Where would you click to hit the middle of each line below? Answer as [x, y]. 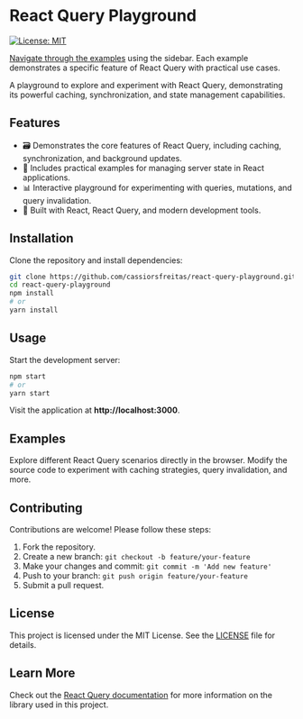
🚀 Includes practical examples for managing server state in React [143, 168]
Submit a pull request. [63, 585]
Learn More [42, 673]
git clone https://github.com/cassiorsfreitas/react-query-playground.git [153, 277]
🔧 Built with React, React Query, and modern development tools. [142, 210]
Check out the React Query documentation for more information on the [141, 695]
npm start [28, 376]
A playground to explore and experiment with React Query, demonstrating [147, 85]
